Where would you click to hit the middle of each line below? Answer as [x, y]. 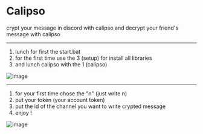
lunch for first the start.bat [48, 51]
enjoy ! [23, 112]
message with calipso [33, 34]
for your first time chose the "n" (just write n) [71, 93]
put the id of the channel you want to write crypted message [90, 106]
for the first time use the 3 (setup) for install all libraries [83, 58]
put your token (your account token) [60, 100]
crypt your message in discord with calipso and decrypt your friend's [92, 28]
